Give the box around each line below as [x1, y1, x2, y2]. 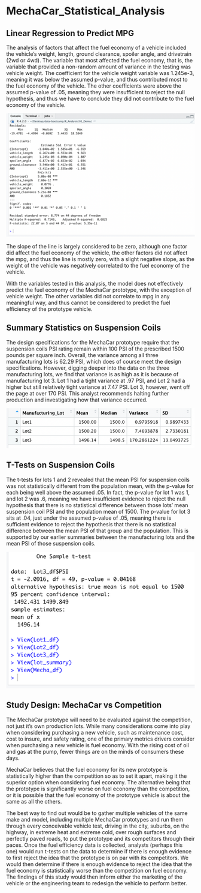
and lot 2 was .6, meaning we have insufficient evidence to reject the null [6, 495, 186, 502]
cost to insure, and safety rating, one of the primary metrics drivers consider [6, 735, 195, 742]
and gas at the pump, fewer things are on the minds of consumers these [6, 748, 184, 755]
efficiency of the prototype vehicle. [6, 305, 93, 313]
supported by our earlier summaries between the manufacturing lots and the [6, 533, 195, 541]
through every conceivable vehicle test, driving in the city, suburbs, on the [6, 822, 190, 829]
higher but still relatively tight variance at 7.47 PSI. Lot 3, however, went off [6, 383, 190, 391]
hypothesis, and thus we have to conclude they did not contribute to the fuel [6, 95, 194, 102]
